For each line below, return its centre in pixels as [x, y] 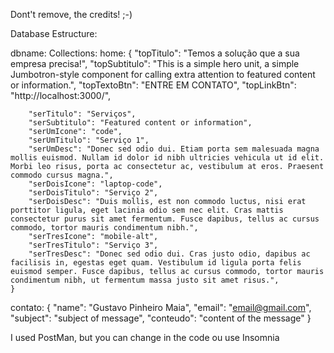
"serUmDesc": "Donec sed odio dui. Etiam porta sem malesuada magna [174, 149]
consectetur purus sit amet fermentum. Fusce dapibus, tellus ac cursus [165, 219]
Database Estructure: [54, 33]
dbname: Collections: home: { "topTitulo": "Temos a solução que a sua [155, 53]
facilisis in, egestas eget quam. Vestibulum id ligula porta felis [156, 263]
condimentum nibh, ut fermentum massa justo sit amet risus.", [145, 280]
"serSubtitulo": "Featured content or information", [140, 123]
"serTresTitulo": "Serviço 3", [93, 245]
